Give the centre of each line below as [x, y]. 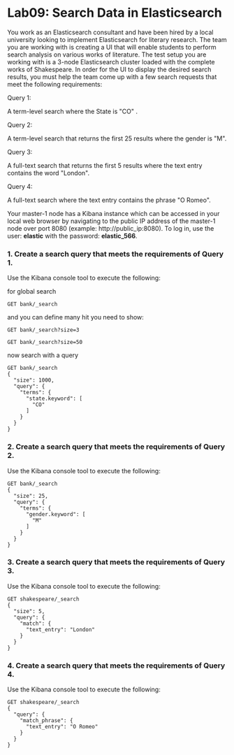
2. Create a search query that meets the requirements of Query [116, 447]
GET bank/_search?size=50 [45, 343]
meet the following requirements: [55, 84]
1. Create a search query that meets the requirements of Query [116, 254]
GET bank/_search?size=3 [43, 330]
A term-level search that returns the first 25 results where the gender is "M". [117, 138]
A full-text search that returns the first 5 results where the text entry [105, 165]
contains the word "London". [49, 173]
